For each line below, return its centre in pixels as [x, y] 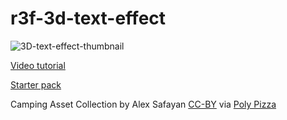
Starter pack [36, 84]
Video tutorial [38, 65]
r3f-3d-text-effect [88, 18]
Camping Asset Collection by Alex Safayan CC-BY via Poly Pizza [143, 104]
